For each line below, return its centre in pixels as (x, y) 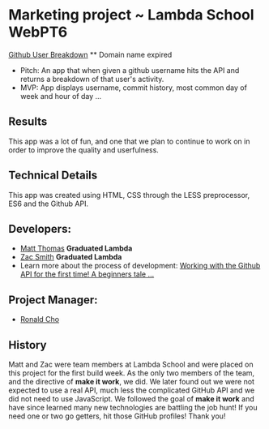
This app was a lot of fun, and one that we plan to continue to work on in (129, 141)
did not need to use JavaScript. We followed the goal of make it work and (132, 399)
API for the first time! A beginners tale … (87, 274)
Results (28, 122)
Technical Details (53, 176)
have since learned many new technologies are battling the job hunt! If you (133, 408)
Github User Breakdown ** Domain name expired (90, 54)
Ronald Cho (39, 320)
